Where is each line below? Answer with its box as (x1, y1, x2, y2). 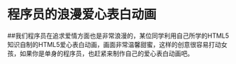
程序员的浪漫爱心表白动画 (7, 6, 157, 23)
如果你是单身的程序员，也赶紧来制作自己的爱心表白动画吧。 (19, 49, 193, 58)
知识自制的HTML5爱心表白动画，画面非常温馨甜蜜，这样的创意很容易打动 (7, 40, 222, 48)
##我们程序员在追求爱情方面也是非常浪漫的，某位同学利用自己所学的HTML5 (7, 31, 230, 40)
